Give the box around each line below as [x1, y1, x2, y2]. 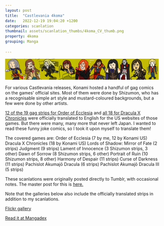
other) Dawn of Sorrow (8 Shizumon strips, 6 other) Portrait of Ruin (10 [5, 151, 148, 157]
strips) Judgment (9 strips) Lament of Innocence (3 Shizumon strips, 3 [5, 145, 148, 151]
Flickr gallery [5, 205, 31, 211]
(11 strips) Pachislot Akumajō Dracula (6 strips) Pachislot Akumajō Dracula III [5, 161, 160, 167]
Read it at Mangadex [5, 215, 47, 221]
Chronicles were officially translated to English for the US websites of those [5, 115, 158, 121]
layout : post [5, 8, 32, 13]
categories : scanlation [5, 24, 54, 29]
